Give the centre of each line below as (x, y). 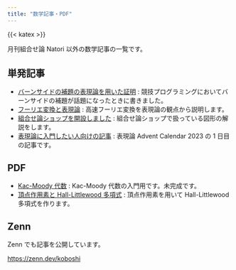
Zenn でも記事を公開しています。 (56, 244)
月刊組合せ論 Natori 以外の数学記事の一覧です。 (77, 49)
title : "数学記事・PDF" (40, 14)
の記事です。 (36, 145)
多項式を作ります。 (45, 204)
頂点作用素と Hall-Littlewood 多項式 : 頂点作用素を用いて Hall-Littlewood (123, 195)
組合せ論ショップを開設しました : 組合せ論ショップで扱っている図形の (120, 119)
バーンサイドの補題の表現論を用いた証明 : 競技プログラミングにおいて (120, 92)
